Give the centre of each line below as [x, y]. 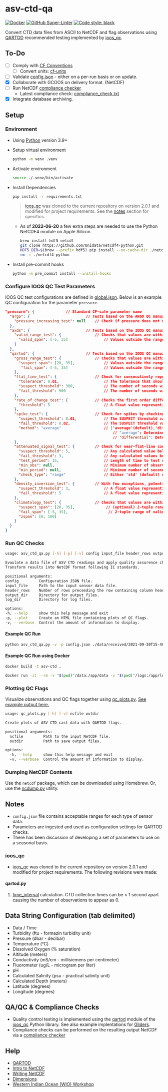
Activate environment [34, 169]
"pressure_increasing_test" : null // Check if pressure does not [87, 321]
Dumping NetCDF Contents [39, 772]
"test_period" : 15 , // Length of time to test [89, 461]
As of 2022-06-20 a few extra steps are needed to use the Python [89, 226]
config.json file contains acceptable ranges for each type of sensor [82, 816]
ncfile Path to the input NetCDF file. [60, 736]
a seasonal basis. [30, 843]
